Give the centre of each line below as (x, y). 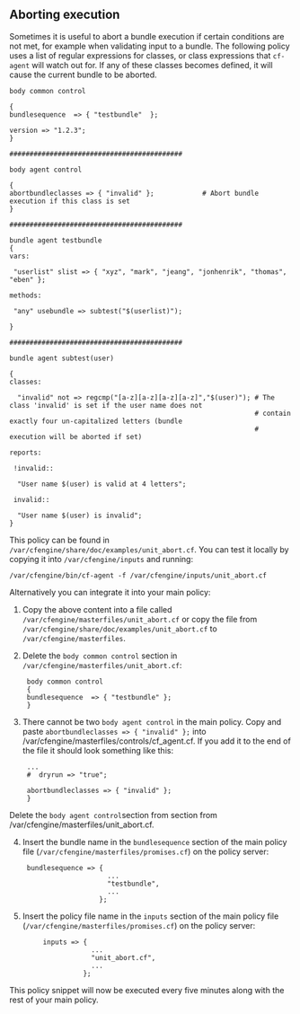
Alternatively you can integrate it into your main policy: (110, 592)
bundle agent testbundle (56, 240)
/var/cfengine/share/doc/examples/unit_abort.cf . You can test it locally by (149, 549)
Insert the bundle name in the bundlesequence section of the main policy (154, 842)
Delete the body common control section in (100, 656)
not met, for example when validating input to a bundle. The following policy (150, 46)
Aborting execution (65, 15)
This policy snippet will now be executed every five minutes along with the (147, 990)
